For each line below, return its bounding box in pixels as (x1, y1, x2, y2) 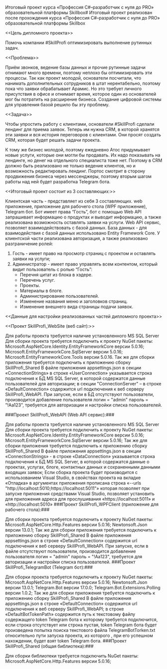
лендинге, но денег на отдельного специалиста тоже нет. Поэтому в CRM (5, 157, 163, 163)
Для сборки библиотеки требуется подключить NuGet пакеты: (5, 653, 139, 658)
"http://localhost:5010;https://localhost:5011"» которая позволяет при (5, 486, 150, 491)
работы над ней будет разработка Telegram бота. (5, 179, 111, 184)
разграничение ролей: (5, 241, 53, 247)
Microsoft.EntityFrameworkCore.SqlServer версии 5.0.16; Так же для (5, 437, 148, 443)
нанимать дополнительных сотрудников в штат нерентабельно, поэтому (5, 80, 161, 86)
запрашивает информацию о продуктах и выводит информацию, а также (5, 214, 162, 220)
